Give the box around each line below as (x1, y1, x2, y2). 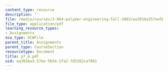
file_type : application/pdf (5, 21, 64, 26)
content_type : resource (5, 7, 55, 12)
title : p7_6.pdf (5, 53, 39, 59)
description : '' (5, 12, 39, 17)
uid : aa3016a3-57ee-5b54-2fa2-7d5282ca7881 (5, 58, 97, 63)
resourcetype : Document (5, 49, 55, 54)
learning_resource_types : (5, 26, 59, 31)
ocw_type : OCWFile (5, 35, 43, 40)
